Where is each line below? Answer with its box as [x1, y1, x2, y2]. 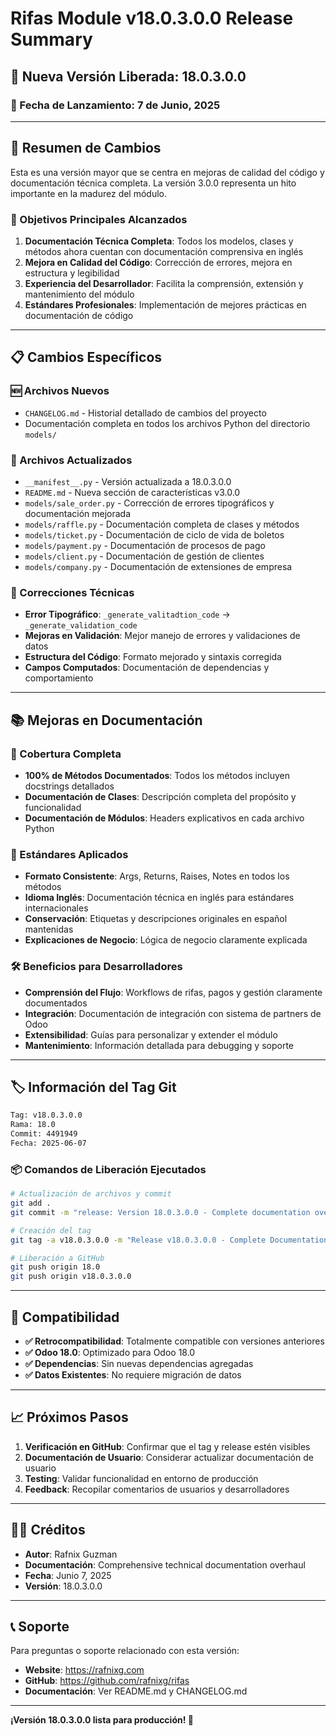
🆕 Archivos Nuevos [10, 384, 110, 398]
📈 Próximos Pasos [10, 1409, 129, 1426]
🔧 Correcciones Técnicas [10, 585, 135, 599]
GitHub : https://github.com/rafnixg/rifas [24, 1675, 190, 1687]
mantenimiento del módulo [24, 288, 135, 300]
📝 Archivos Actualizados [10, 453, 133, 467]
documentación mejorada [24, 507, 132, 519]
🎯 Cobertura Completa [10, 747, 122, 761]
